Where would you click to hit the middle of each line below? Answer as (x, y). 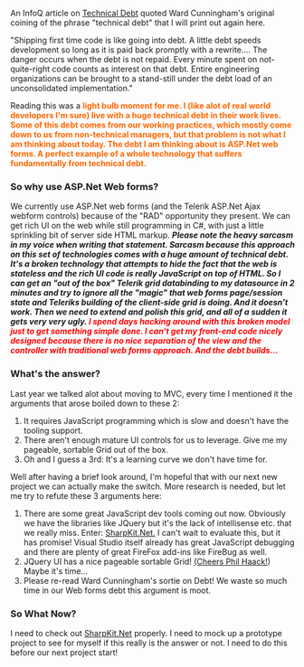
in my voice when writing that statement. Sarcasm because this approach (152, 245)
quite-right (30, 69)
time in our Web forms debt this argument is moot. (117, 590)
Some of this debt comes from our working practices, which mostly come (151, 125)
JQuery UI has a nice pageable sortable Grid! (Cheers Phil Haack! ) (147, 561)
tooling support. (53, 430)
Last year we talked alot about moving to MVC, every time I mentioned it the (152, 393)
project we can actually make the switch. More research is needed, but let (148, 486)
